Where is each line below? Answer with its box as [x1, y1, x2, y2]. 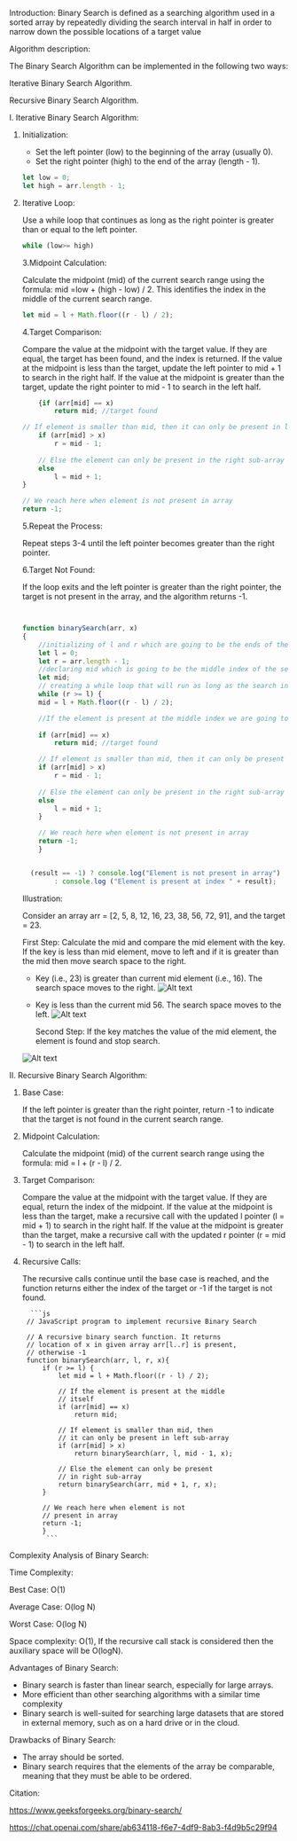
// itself [58, 1394, 95, 1404]
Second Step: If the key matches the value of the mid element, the [35, 1026, 277, 1037]
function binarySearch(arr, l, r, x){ [26, 1356, 170, 1365]
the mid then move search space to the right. [21, 955, 187, 966]
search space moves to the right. [35, 982, 156, 992]
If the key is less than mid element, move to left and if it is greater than [21, 946, 279, 957]
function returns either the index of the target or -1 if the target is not [21, 1282, 273, 1293]
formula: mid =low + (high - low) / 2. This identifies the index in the [21, 284, 266, 294]
